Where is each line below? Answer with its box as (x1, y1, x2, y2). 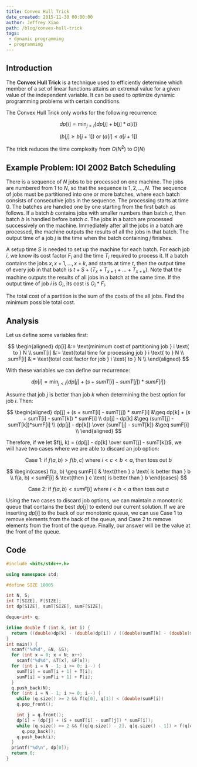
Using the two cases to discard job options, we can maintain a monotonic (6, 496, 184, 503)
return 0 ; (11, 751, 35, 756)
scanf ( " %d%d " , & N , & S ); (11, 646, 69, 653)
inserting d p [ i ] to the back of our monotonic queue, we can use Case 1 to (6, 509, 183, 516)
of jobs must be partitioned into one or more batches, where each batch (6, 191, 180, 198)
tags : (6, 31, 19, 36)
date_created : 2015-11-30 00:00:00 (6, 14, 93, 20)
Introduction (6, 63, 53, 74)
